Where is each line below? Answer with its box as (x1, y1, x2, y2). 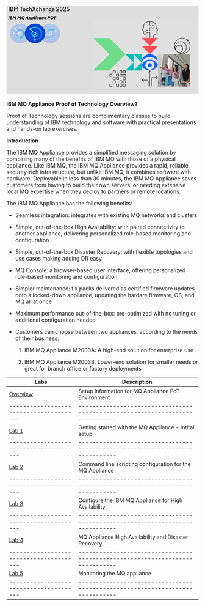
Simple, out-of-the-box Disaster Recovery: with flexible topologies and (15, 248, 193, 256)
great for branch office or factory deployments (24, 364, 142, 372)
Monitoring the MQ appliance (78, 570, 151, 577)
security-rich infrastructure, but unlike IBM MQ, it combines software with (6, 168, 191, 176)
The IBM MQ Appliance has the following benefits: (6, 199, 132, 207)
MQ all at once (15, 298, 52, 305)
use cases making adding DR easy (15, 254, 103, 262)
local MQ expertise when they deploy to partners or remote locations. (6, 188, 181, 195)
